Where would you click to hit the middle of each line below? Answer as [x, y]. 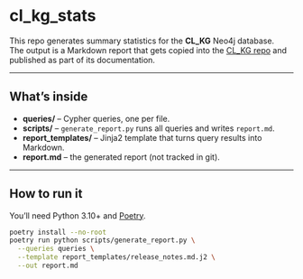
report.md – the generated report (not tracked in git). [121, 157]
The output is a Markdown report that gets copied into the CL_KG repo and [148, 50]
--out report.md [48, 266]
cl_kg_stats [53, 16]
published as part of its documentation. [83, 60]
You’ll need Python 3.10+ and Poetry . [78, 215]
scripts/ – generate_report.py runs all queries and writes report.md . [148, 128]
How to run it [46, 194]
